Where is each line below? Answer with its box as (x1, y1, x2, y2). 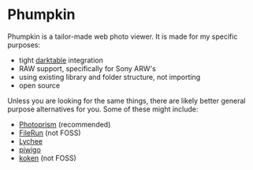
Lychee (18, 136, 43, 145)
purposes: (7, 40, 41, 49)
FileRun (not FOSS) (18, 128, 81, 138)
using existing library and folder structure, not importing (18, 72, 201, 81)
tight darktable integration (18, 55, 103, 65)
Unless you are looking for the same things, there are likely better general (7, 96, 246, 105)
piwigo (18, 145, 41, 154)
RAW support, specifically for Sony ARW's (18, 63, 157, 73)
